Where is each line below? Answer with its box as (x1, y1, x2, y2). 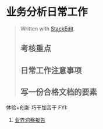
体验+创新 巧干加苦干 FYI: (6, 104, 68, 111)
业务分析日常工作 (6, 5, 88, 19)
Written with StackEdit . (20, 25, 76, 32)
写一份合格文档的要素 (20, 87, 97, 97)
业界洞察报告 (14, 116, 45, 123)
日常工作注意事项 (20, 65, 82, 75)
